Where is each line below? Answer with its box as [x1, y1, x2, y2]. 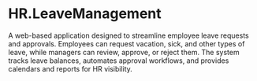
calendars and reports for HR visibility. [8, 64, 132, 73]
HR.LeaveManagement [8, 5, 162, 23]
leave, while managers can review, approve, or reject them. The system [8, 47, 240, 57]
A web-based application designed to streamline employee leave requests [8, 31, 250, 40]
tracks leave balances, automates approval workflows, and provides [8, 56, 229, 65]
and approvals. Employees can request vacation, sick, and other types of [8, 39, 245, 48]
